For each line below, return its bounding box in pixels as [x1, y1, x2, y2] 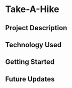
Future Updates [5, 74, 55, 83]
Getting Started [5, 58, 55, 66]
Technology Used [5, 40, 62, 49]
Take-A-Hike [5, 4, 59, 15]
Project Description [5, 24, 67, 32]
